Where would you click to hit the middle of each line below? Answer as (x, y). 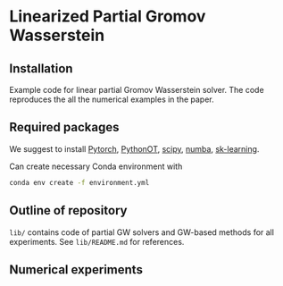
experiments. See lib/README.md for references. (97, 241)
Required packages (64, 127)
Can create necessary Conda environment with (96, 166)
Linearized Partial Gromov (108, 17)
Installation (41, 68)
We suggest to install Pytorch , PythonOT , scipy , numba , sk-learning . (134, 148)
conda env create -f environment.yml (79, 182)
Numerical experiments (76, 269)
